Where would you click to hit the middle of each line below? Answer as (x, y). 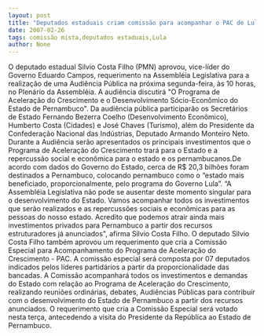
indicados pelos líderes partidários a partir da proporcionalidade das (119, 267)
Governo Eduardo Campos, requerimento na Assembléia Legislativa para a (129, 75)
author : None (29, 45)
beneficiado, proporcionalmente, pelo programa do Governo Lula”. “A (120, 184)
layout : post (29, 15)
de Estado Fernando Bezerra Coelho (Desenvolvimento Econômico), (119, 117)
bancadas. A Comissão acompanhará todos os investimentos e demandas (128, 276)
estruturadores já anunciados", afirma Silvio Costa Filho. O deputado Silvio (129, 234)
